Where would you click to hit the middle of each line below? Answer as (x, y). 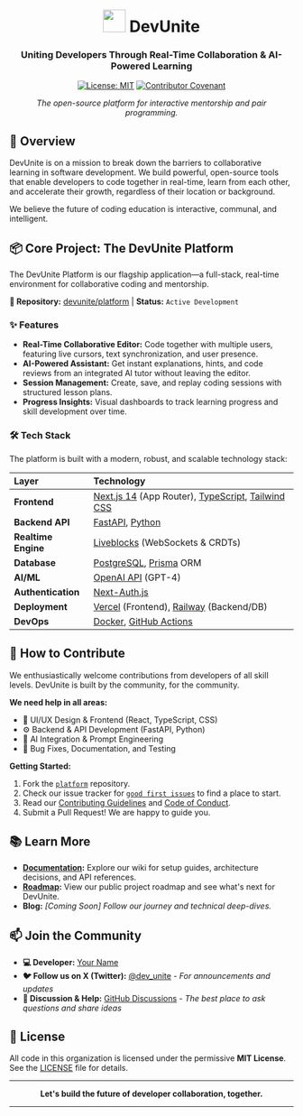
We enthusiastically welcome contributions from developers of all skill (139, 675)
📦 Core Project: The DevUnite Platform (122, 248)
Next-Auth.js (121, 592)
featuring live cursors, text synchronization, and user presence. (140, 354)
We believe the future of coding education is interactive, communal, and (143, 209)
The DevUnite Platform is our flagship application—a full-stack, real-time (144, 274)
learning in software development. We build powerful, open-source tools (144, 172)
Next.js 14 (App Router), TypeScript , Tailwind (189, 496)
